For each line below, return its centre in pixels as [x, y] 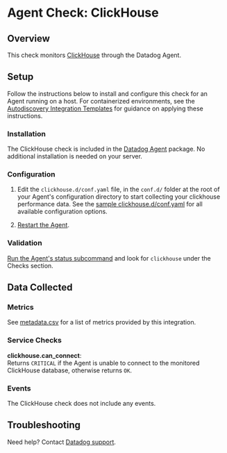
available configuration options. [62, 212]
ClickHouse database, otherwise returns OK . [69, 370]
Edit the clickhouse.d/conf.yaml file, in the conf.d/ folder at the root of [118, 190]
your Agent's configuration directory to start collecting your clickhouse [119, 197]
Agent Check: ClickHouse [83, 13]
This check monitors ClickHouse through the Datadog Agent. [94, 55]
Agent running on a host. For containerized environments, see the [101, 101]
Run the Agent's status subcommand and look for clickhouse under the [109, 258]
